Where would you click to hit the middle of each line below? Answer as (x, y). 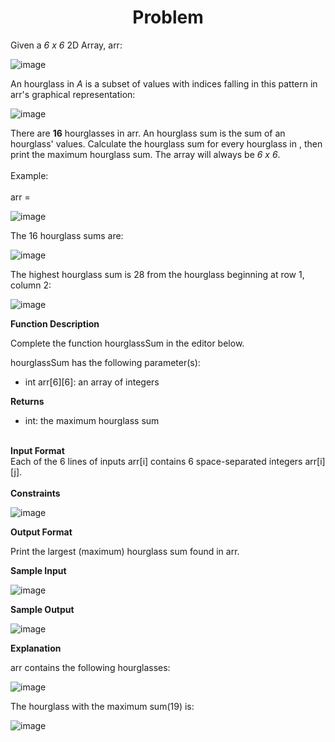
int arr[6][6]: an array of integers (92, 382)
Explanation (36, 648)
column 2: (31, 285)
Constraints (35, 493)
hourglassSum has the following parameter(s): (105, 362)
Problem (168, 17)
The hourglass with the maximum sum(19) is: (102, 706)
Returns (27, 401)
